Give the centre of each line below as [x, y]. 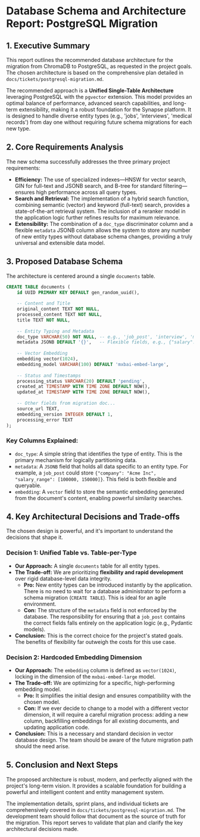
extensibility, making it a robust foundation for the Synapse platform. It [105, 109]
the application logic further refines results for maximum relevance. [97, 217]
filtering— [175, 185]
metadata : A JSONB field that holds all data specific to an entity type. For [101, 466]
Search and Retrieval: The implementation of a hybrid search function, [102, 199]
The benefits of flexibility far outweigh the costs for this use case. [95, 641]
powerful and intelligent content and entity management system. [85, 792]
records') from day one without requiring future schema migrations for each [99, 122]
